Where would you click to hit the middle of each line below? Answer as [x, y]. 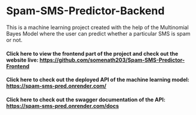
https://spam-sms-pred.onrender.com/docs [63, 106]
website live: [22, 60]
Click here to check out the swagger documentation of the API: [86, 100]
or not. [14, 40]
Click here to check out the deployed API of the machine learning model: [98, 80]
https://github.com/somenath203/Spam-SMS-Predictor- [112, 60]
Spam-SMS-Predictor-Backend [85, 11]
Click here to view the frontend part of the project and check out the [92, 53]
